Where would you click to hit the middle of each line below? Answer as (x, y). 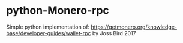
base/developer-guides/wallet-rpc (49, 33)
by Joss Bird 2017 (114, 33)
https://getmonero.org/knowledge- (134, 27)
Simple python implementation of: (48, 27)
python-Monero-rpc (58, 10)
